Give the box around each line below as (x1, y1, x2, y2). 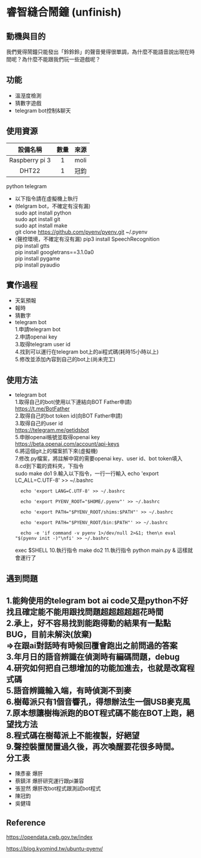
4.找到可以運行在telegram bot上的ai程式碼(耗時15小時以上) (14, 348, 159, 355)
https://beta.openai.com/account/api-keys (14, 440, 120, 448)
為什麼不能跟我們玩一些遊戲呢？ (22, 56, 100, 63)
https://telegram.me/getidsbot (14, 427, 90, 434)
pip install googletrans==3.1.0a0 (14, 248, 95, 255)
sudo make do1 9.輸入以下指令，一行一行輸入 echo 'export (14, 470, 159, 477)
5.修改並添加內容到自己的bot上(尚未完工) (14, 356, 115, 363)
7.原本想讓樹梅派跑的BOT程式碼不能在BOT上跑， (6, 708, 187, 718)
